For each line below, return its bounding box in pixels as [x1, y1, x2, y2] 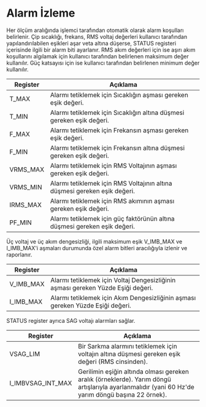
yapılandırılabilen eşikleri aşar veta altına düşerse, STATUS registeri [6, 39, 177, 47]
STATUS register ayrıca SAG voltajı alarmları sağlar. [6, 317, 135, 324]
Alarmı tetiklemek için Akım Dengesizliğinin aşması [50, 293, 196, 302]
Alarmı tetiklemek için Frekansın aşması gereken [50, 126, 189, 135]
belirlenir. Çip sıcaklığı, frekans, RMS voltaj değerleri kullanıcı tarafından [6, 33, 188, 40]
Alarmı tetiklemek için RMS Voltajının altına [50, 179, 173, 188]
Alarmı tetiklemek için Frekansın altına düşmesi [50, 143, 185, 152]
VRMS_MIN [9, 183, 42, 191]
